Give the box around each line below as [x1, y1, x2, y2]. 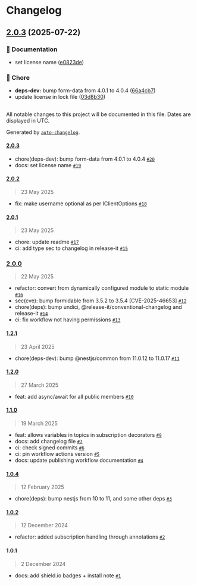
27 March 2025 [20, 381, 59, 389]
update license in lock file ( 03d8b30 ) [14, 93, 106, 101]
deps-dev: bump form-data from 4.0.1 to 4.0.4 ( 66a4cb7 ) [14, 87, 156, 94]
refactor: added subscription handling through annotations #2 [14, 533, 165, 540]
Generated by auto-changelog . [6, 129, 80, 136]
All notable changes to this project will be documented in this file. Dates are [6, 111, 192, 118]
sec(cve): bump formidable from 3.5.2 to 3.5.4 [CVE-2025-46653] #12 [14, 297, 187, 304]
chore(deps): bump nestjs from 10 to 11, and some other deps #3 [14, 495, 173, 502]
